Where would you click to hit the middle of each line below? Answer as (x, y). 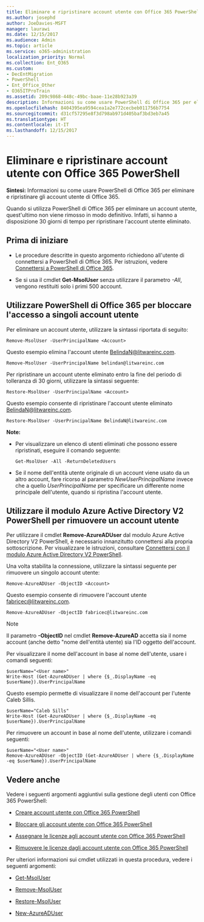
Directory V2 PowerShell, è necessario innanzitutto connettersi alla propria (100, 542)
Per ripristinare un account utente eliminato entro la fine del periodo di (94, 374)
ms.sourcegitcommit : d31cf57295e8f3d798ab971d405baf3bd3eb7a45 (88, 114)
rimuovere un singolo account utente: (53, 573)
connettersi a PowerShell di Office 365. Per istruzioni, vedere (91, 261)
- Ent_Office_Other (31, 86)
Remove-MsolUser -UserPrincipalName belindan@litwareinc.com (85, 363)
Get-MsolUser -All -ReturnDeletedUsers (66, 461)
